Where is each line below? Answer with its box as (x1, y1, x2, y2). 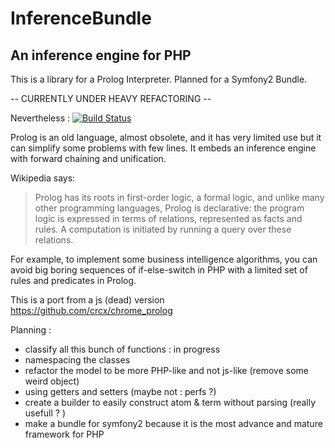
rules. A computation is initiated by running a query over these (34, 223, 292, 235)
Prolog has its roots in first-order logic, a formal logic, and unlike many (34, 192, 325, 203)
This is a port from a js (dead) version (10, 294, 165, 306)
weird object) (24, 375, 80, 387)
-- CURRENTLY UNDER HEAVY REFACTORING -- (10, 93, 212, 104)
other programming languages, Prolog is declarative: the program (34, 202, 305, 214)
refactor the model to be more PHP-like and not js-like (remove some (24, 365, 310, 376)
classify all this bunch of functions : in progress (24, 343, 221, 355)
